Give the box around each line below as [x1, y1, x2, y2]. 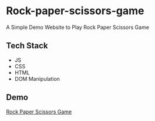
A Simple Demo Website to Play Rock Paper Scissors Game [6, 24, 150, 31]
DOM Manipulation [14, 75, 60, 82]
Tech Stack [6, 41, 48, 51]
